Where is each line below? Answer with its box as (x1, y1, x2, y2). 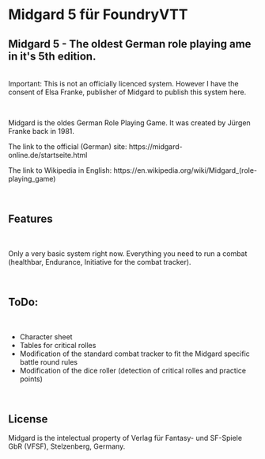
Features (8, 212, 53, 226)
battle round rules (19, 357, 78, 366)
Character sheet (19, 331, 73, 342)
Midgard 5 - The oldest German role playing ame (8, 37, 252, 51)
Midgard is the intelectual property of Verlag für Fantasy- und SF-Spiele (8, 434, 243, 443)
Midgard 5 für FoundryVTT (8, 6, 188, 24)
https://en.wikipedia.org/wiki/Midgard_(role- (113, 166, 258, 175)
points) (19, 374, 44, 384)
